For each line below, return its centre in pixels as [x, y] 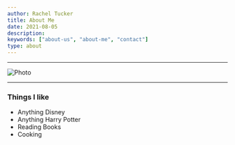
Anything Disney [41, 112]
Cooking [29, 135]
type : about [24, 46]
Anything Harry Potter [49, 120]
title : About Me [31, 20]
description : [26, 33]
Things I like [28, 97]
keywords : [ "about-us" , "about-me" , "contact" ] [78, 40]
